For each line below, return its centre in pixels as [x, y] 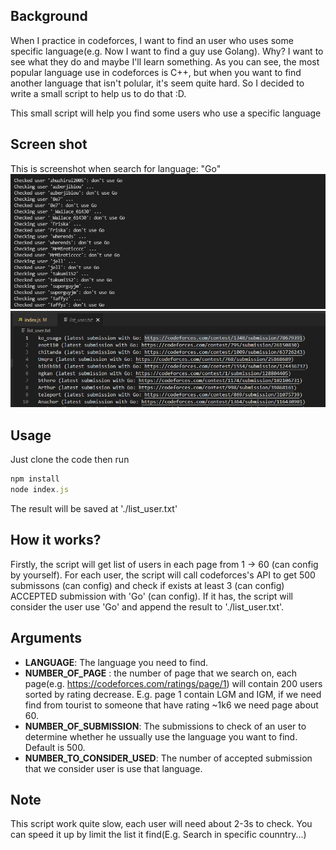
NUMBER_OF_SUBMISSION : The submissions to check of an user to [165, 726]
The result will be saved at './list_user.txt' [94, 508]
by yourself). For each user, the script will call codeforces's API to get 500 [163, 575]
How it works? [56, 540]
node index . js [40, 490]
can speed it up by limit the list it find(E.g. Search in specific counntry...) [158, 835]
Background [49, 16]
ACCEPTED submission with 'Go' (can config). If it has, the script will [151, 596]
